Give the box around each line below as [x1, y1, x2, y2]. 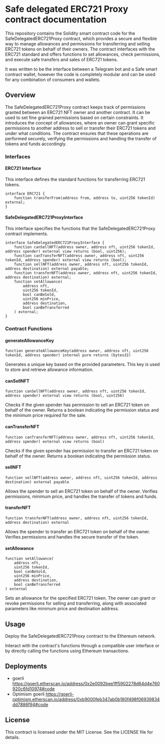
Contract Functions [5, 325, 53, 332]
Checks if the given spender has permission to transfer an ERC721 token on [5, 448, 159, 454]
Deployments [5, 662, 47, 670]
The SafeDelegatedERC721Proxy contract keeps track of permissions [5, 104, 146, 110]
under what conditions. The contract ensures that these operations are [5, 130, 149, 136]
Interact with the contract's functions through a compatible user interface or [5, 643, 160, 649]
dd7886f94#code [12, 702, 48, 707]
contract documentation [5, 14, 107, 25]
